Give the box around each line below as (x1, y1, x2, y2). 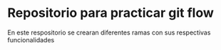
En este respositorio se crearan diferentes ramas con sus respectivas (7, 28, 211, 37)
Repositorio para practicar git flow (7, 5, 214, 21)
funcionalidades (7, 35, 55, 44)
